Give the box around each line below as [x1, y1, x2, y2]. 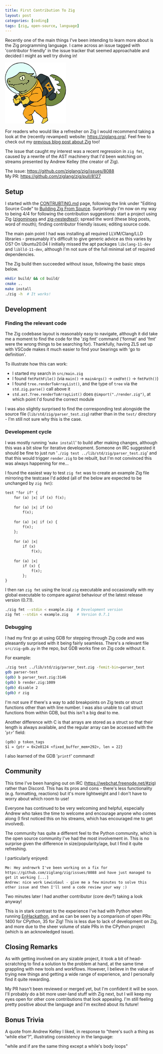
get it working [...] [5, 875, 49, 880]
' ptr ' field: [5, 729, 26, 735]
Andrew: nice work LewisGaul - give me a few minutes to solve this [5, 880, 147, 885]
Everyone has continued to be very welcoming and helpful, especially [5, 805, 145, 811]
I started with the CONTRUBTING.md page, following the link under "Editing [5, 201, 157, 207]
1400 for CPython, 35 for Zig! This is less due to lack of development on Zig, [5, 918, 158, 924]
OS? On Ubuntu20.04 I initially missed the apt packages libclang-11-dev [5, 241, 151, 247]
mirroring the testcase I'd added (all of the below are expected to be [5, 475, 142, 481]
